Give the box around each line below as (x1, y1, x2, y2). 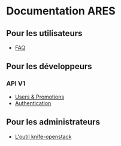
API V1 (6, 79, 26, 88)
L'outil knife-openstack (14, 133, 72, 140)
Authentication (14, 99, 52, 106)
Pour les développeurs (6, 61, 92, 71)
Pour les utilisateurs (6, 28, 83, 38)
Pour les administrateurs (6, 117, 101, 127)
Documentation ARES (6, 4, 116, 18)
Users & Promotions (14, 93, 65, 100)
